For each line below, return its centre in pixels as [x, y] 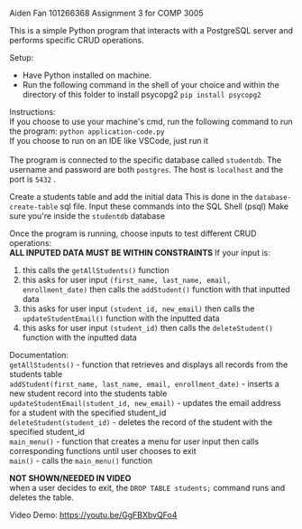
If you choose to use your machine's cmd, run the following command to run [151, 122]
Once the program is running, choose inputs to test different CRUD [133, 233]
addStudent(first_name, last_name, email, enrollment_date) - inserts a [144, 384]
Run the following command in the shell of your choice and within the [151, 85]
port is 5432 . [33, 179]
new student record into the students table [88, 393]
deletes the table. [41, 497]
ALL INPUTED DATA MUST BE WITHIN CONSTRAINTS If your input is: [140, 253]
